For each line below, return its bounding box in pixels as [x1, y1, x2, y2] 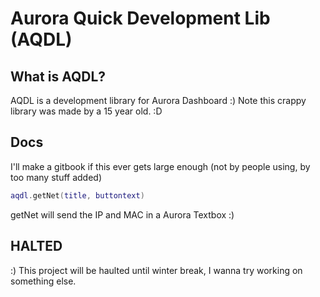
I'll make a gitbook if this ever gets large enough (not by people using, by [10, 160, 311, 172]
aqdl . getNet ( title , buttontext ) [10, 190, 145, 201]
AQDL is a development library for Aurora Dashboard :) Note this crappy [10, 95, 307, 106]
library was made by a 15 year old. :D [10, 105, 163, 117]
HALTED [10, 238, 63, 255]
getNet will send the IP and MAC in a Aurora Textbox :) [10, 208, 235, 221]
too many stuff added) [10, 171, 103, 183]
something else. [10, 275, 77, 287]
